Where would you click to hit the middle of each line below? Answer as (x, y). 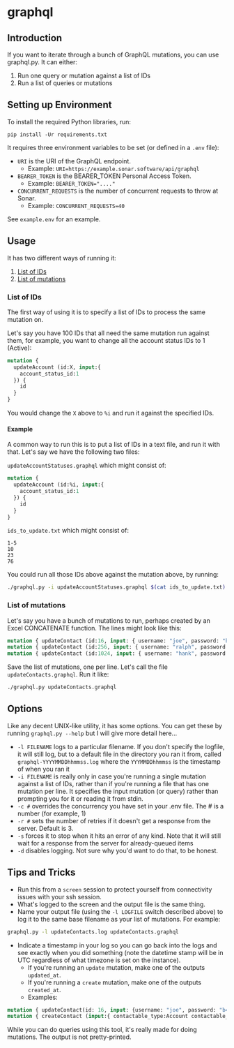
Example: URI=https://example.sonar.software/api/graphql (114, 168)
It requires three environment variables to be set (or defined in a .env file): (113, 147)
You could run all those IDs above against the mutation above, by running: (113, 575)
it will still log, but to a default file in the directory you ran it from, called (119, 754)
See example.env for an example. (54, 219)
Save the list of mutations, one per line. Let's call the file (88, 667)
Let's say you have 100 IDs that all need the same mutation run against (109, 333)
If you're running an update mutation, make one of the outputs (116, 967)
